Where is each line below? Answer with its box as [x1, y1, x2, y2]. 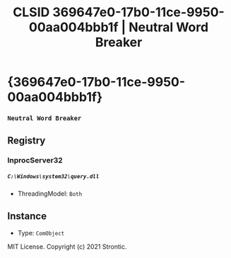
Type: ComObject [17, 229, 65, 238]
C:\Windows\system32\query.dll [7, 173, 100, 180]
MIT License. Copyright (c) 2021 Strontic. [7, 242, 127, 251]
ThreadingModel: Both [17, 189, 83, 198]
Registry [7, 134, 46, 146]
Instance [7, 210, 47, 222]
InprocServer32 [7, 156, 64, 165]
